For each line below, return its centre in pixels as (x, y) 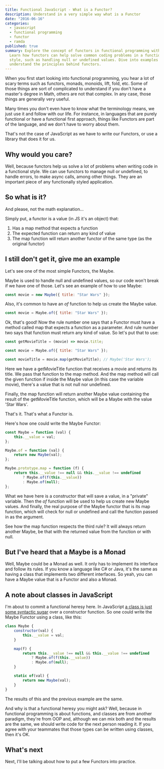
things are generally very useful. (38, 99)
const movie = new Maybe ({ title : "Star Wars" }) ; (58, 295)
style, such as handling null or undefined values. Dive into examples (84, 60)
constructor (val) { (34, 631)
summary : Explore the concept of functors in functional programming (77, 51)
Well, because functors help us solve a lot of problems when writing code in (81, 166)
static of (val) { (31, 676)
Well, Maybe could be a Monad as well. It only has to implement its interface (82, 564)
